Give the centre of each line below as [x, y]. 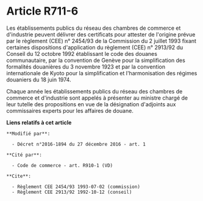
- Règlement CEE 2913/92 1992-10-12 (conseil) [72, 192]
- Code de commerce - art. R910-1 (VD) [62, 165]
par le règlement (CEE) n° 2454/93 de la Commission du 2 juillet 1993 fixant [101, 41]
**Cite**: [19, 176]
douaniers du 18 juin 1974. [39, 80]
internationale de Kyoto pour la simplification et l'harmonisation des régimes [102, 73]
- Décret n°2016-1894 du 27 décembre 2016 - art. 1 [79, 144]
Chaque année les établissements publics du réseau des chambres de [94, 91]
